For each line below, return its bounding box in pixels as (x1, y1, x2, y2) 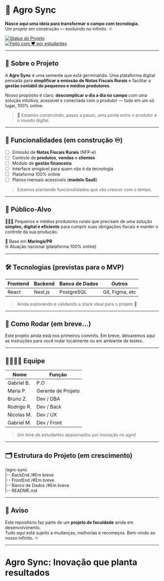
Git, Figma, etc (103, 289, 136, 295)
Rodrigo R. (7, 404, 32, 411)
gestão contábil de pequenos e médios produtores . (5, 83, 111, 89)
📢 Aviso (5, 507, 28, 515)
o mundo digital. (17, 117, 50, 123)
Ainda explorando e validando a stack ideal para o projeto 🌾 (17, 301, 138, 307)
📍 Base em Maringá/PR (5, 238, 53, 244)
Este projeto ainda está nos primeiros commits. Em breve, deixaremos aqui (5, 333, 155, 339)
